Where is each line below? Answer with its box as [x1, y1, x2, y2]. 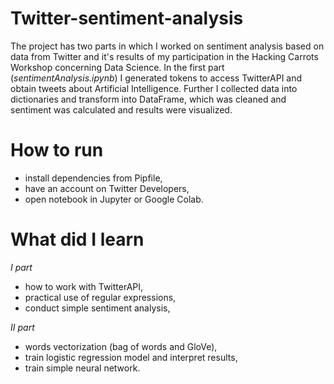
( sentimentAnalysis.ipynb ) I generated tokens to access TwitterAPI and [10, 72, 303, 84]
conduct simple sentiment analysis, [24, 302, 171, 314]
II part [10, 321, 35, 333]
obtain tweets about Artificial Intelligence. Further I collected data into [10, 82, 298, 94]
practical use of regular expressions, [24, 291, 177, 303]
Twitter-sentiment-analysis [10, 7, 244, 30]
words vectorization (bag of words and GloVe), [24, 340, 218, 352]
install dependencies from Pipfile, [24, 172, 163, 184]
